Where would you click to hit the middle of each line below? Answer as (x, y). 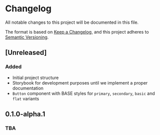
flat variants (26, 98)
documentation (28, 88)
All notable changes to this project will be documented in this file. (72, 22)
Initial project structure (36, 78)
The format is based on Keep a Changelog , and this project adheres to (77, 32)
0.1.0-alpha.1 (25, 114)
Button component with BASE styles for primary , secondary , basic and (83, 93)
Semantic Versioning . (27, 37)
